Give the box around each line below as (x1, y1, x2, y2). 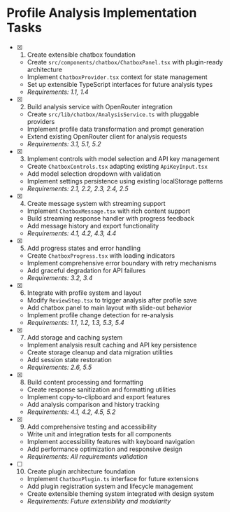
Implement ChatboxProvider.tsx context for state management (27, 72, 208, 81)
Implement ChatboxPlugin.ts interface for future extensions (27, 474, 199, 483)
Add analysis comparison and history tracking (27, 400, 160, 408)
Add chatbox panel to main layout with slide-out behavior (27, 303, 192, 312)
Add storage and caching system (27, 333, 123, 341)
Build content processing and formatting (27, 378, 144, 386)
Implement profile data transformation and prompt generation (27, 125, 204, 133)
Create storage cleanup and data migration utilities (27, 348, 173, 357)
